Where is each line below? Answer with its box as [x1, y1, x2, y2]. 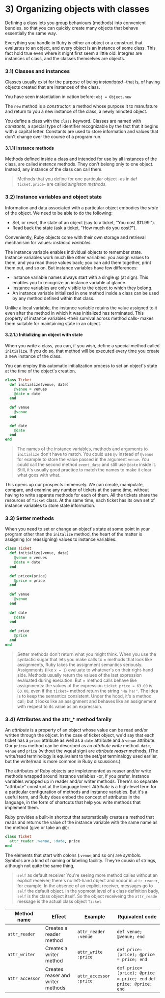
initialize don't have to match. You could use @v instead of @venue [17, 451, 154, 457]
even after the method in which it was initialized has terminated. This [5, 310, 144, 316]
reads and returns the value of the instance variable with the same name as [5, 819, 158, 826]
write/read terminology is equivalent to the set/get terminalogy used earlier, [5, 753, 158, 759]
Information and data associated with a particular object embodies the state [5, 204, 159, 210]
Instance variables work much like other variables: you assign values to [5, 254, 149, 260]
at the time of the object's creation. [5, 368, 76, 374]
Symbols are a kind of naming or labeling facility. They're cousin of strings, [5, 857, 157, 863]
